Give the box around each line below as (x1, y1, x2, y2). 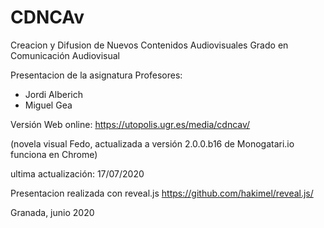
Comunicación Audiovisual (10, 49, 121, 61)
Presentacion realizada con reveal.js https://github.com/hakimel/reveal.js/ (10, 187, 314, 199)
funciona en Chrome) (10, 148, 98, 160)
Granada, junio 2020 (10, 206, 95, 218)
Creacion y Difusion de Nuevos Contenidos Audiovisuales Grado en (10, 39, 289, 51)
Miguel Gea (24, 99, 73, 111)
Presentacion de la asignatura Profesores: (10, 69, 183, 81)
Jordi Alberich (24, 88, 83, 100)
